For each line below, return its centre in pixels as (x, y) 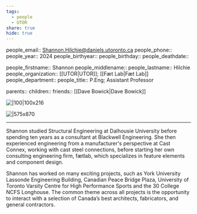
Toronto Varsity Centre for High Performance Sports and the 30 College (93, 186)
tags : (13, 11)
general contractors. (31, 205)
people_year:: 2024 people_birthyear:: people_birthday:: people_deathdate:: (98, 56)
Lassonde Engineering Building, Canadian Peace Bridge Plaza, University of (98, 180)
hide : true (19, 33)
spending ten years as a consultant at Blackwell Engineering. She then (91, 137)
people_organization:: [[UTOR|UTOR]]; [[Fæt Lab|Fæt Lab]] (77, 74)
